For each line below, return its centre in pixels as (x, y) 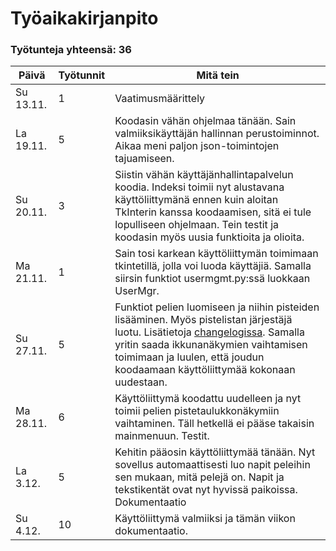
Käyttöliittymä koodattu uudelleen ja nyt (208, 399)
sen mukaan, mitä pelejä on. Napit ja (199, 477)
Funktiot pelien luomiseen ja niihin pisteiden (217, 307)
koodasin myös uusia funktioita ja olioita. (209, 237)
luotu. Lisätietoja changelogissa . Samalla (209, 332)
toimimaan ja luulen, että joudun (189, 357)
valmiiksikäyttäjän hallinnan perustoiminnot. (217, 134)
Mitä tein (218, 75)
